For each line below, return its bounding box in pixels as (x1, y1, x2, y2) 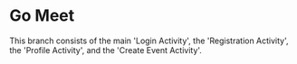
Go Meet (9, 5, 75, 26)
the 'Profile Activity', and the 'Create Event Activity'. (9, 44, 202, 55)
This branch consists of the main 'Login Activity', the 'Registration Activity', (9, 35, 289, 46)
